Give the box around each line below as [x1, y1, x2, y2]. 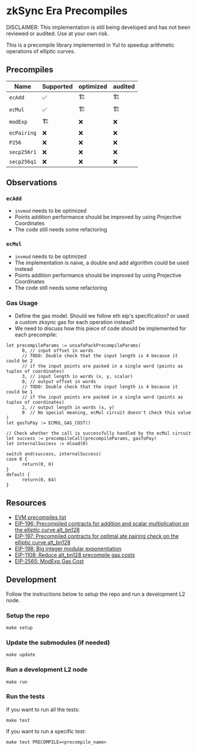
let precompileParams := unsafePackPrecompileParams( [6, 342, 142, 349]
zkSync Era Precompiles [6, 4, 128, 18]
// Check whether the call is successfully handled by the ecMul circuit [6, 430, 192, 436]
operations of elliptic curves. [6, 47, 75, 54]
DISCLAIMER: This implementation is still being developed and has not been [6, 24, 191, 31]
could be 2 [6, 358, 33, 364]
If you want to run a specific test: [6, 727, 87, 734]
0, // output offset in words [21, 379, 96, 385]
